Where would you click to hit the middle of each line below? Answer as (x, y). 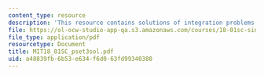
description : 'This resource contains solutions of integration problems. (133, 23)
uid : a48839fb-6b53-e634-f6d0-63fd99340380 (81, 59)
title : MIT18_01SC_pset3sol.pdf (61, 52)
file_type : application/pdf (54, 37)
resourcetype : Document (47, 45)
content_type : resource (47, 15)
